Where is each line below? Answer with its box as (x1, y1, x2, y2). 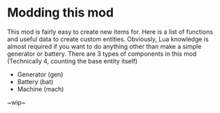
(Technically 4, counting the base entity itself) (7, 56, 138, 65)
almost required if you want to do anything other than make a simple (7, 42, 202, 50)
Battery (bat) (17, 77, 54, 85)
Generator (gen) (17, 70, 64, 79)
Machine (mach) (17, 85, 64, 93)
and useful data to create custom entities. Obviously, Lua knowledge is (7, 34, 209, 43)
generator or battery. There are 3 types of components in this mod (7, 50, 197, 58)
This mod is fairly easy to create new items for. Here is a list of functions (7, 28, 213, 36)
